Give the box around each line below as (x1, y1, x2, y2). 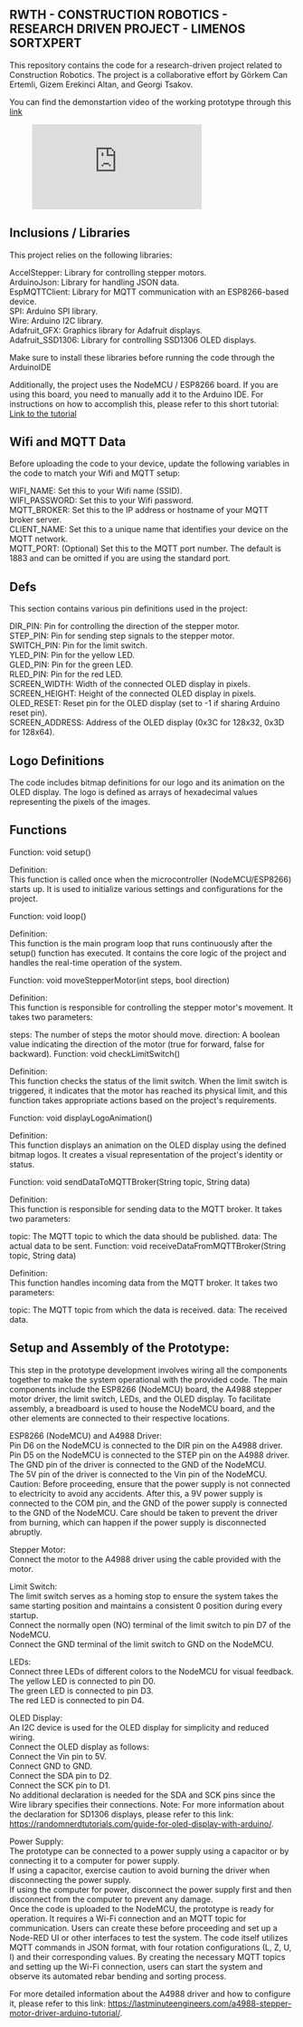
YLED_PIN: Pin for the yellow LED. (9, 650, 136, 661)
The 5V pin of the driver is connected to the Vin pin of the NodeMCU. (9, 1469, 268, 1479)
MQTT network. (9, 534, 68, 545)
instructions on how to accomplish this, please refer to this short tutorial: (9, 398, 279, 409)
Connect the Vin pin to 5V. (9, 1751, 107, 1761)
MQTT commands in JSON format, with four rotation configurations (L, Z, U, (9, 1942, 292, 1953)
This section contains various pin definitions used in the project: (9, 603, 248, 615)
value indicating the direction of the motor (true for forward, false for (9, 1038, 265, 1050)
